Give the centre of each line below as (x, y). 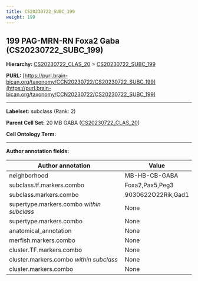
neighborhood (29, 176)
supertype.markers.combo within (55, 204)
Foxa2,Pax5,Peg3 (149, 185)
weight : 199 (21, 17)
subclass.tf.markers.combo (47, 185)
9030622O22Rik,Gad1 (157, 195)
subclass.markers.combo (44, 195)
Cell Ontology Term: (31, 134)
